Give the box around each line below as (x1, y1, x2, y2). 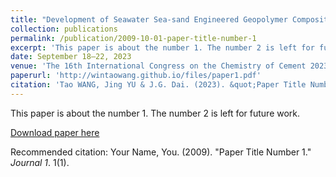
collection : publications (10, 24, 118, 34)
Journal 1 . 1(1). (10, 156, 70, 168)
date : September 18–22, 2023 (10, 52, 132, 62)
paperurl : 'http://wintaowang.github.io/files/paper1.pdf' (10, 71, 262, 81)
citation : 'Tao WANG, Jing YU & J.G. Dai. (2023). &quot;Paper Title (10, 80, 307, 90)
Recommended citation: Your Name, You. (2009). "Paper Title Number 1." (10, 146, 312, 158)
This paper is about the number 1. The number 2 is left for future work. (10, 107, 301, 119)
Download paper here (10, 126, 100, 138)
